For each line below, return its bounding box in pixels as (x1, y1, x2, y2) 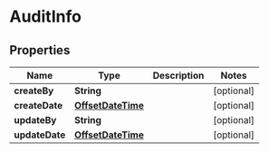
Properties (9, 43, 71, 58)
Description (152, 70, 205, 81)
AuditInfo (9, 6, 82, 27)
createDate (14, 100, 63, 111)
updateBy (14, 114, 57, 126)
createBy (14, 84, 54, 97)
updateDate (14, 129, 66, 141)
